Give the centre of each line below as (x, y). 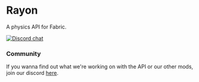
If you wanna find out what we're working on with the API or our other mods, (100, 67)
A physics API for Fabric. (37, 27)
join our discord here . (32, 73)
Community (23, 53)
